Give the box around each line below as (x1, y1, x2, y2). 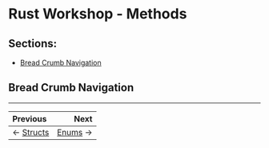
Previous (12, 113, 47, 124)
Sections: (8, 37, 58, 50)
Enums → (57, 126, 93, 138)
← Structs (12, 126, 50, 138)
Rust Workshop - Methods (8, 5, 187, 23)
